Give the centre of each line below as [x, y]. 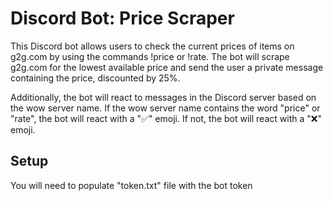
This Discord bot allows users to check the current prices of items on [152, 46]
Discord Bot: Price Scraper [122, 18]
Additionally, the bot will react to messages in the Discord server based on [163, 97]
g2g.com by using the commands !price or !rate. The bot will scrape [150, 56]
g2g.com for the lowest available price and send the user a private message [167, 67]
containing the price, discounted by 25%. [95, 78]
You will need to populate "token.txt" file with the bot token [131, 185]
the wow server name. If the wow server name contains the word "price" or [165, 108]
